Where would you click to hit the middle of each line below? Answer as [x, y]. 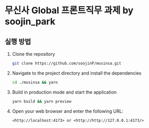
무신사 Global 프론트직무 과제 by [69, 10]
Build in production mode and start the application [64, 92]
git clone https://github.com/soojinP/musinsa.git [67, 63]
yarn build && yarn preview [42, 101]
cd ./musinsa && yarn [35, 82]
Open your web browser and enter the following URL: [68, 111]
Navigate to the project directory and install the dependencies [77, 73]
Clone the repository [33, 54]
